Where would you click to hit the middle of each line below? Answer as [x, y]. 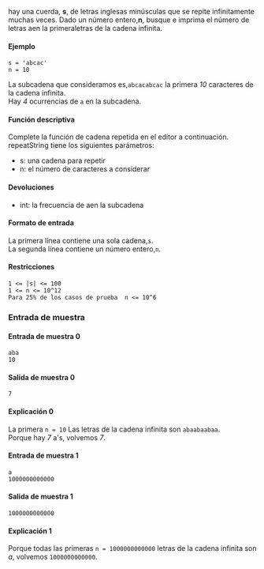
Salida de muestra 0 [41, 377]
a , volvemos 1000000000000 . [53, 557]
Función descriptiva [41, 119]
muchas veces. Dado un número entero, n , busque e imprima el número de [129, 20]
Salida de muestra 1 [41, 496]
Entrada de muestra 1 [43, 456]
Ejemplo [22, 46]
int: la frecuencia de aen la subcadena [82, 205]
